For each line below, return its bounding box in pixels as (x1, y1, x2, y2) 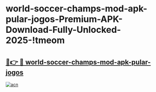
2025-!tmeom (5, 35, 65, 46)
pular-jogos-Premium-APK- (5, 13, 123, 25)
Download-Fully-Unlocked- (5, 24, 121, 35)
